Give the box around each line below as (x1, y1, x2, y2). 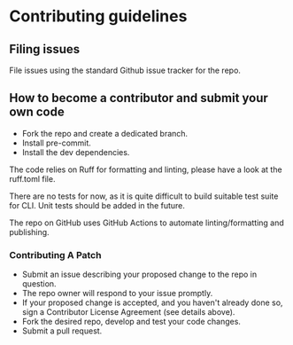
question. (21, 278, 57, 289)
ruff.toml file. (9, 173, 56, 184)
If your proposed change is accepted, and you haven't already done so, (21, 297, 283, 308)
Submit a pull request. (21, 325, 103, 336)
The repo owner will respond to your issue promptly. (21, 288, 213, 299)
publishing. (9, 226, 50, 237)
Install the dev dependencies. (21, 146, 130, 157)
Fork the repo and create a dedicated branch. (21, 128, 189, 138)
